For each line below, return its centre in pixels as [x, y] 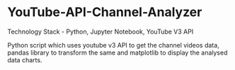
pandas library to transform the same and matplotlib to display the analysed [117, 52]
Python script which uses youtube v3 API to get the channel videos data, [113, 45]
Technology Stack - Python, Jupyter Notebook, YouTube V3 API [101, 31]
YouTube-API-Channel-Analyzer [105, 12]
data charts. [25, 59]
